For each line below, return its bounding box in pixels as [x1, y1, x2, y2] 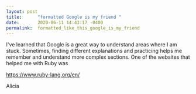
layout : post [6, 8, 38, 15]
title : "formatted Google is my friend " [6, 14, 122, 20]
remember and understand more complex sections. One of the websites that [6, 53, 190, 61]
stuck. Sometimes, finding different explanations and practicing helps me [6, 48, 183, 55]
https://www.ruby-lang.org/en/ [6, 71, 80, 78]
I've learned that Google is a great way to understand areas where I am [6, 41, 177, 48]
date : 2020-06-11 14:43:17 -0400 [6, 19, 104, 25]
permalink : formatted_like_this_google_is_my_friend [6, 25, 140, 31]
